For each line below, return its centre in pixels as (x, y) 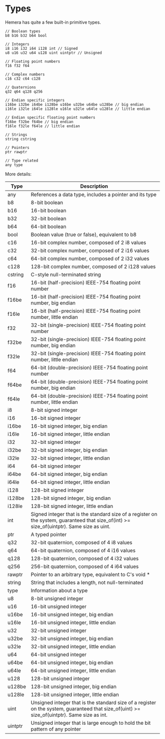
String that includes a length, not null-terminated (87, 582)
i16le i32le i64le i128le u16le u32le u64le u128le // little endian (78, 109)
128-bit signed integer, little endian (72, 506)
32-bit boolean (48, 218)
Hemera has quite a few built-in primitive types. (53, 22)
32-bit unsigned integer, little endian (73, 646)
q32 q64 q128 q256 (24, 92)
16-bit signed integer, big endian (69, 426)
